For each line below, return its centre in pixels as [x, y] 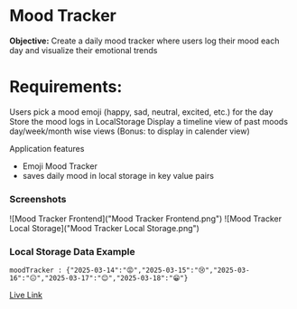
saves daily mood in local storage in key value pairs [118, 175]
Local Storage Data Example [72, 252]
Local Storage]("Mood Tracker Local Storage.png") [105, 229]
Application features [47, 148]
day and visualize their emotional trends [84, 50]
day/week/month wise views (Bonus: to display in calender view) [130, 131]
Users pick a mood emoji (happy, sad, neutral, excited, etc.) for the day [141, 112]
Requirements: [66, 87]
